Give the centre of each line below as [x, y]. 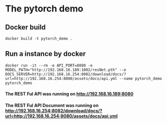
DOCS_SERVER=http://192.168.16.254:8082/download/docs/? [66, 74]
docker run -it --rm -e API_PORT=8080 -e [49, 65]
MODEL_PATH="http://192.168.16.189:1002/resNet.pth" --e [66, 70]
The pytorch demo [44, 9]
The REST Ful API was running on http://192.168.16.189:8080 [69, 94]
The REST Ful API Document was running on [52, 105]
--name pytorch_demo [141, 78]
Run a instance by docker [45, 54]
